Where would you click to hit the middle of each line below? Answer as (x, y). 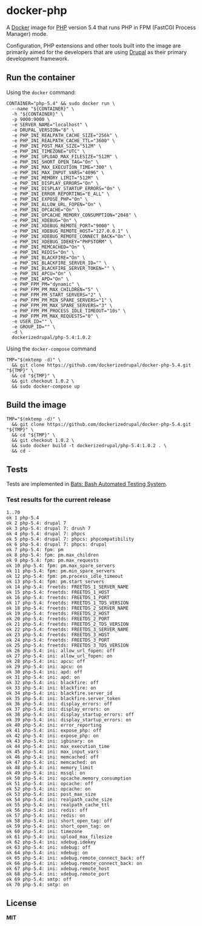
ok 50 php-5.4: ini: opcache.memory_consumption (69, 778)
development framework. (38, 58)
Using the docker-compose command (51, 348)
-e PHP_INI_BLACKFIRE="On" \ (49, 258)
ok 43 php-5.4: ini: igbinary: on (50, 741)
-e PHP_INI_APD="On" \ (40, 279)
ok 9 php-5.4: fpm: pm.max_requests (52, 560)
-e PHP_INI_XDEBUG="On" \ (45, 220)
